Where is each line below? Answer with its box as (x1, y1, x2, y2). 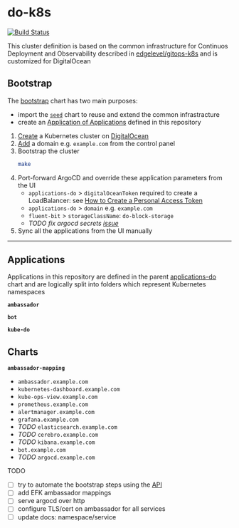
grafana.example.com (17, 416, 79, 424)
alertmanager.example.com (17, 409, 95, 416)
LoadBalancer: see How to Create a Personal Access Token (28, 196, 203, 205)
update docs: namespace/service (17, 512, 117, 521)
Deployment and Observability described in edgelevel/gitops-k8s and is (7, 49, 218, 58)
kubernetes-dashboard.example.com (17, 386, 120, 393)
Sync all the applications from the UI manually (17, 226, 153, 235)
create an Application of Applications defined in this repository (17, 118, 201, 126)
